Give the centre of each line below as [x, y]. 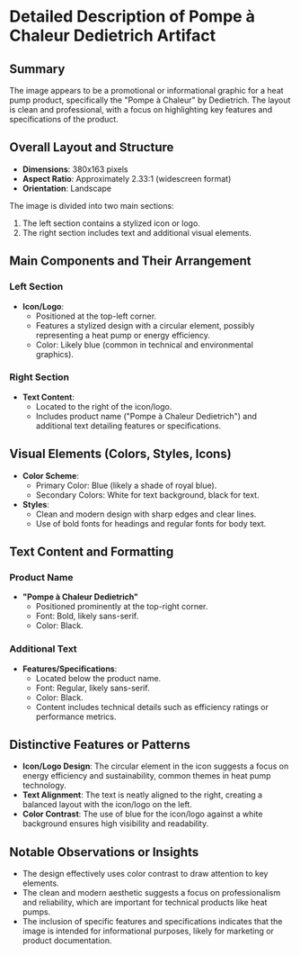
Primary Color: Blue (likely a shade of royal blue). [126, 485]
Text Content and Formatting [92, 552]
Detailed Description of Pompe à [132, 17]
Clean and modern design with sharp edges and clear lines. [146, 514]
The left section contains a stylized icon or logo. [111, 223]
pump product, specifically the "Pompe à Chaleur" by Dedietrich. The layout [150, 100]
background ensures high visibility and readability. [115, 824]
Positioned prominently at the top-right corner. [122, 607]
